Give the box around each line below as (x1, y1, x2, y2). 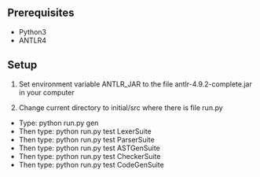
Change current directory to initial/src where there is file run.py (18, 102, 223, 112)
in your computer (18, 87, 75, 97)
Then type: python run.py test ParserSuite (18, 135, 155, 144)
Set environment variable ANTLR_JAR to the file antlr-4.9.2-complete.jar (18, 79, 252, 89)
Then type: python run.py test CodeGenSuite (18, 160, 164, 169)
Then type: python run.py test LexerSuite (18, 126, 152, 136)
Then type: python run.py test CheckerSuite (18, 151, 161, 160)
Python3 (18, 27, 46, 36)
